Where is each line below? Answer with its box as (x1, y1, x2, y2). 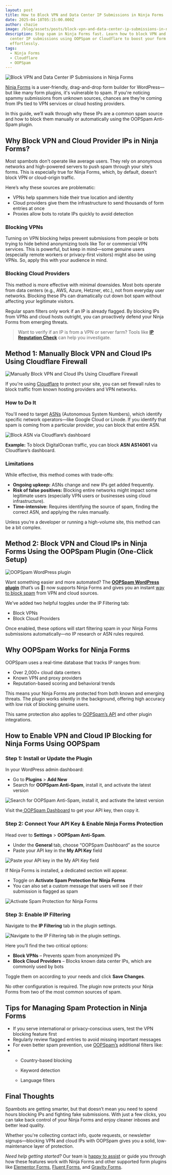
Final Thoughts (5, 1092, 55, 1101)
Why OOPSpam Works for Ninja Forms (5, 646, 131, 655)
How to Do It (5, 399, 37, 406)
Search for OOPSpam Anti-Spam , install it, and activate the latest (12, 782, 151, 788)
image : (5, 27, 19, 32)
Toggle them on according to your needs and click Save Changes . (5, 973, 145, 980)
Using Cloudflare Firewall (5, 357, 88, 366)
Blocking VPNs (5, 223, 44, 230)
